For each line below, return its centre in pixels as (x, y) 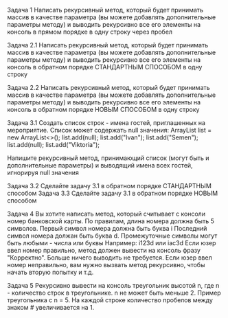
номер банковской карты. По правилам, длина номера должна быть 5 (111, 221)
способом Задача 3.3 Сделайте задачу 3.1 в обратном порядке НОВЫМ (113, 193)
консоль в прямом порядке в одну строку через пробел (90, 32)
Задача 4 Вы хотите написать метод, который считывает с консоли (106, 214)
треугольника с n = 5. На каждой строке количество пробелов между (110, 300)
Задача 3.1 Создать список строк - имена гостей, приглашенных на (106, 123)
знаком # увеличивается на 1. (51, 307)
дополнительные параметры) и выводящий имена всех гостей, (100, 165)
